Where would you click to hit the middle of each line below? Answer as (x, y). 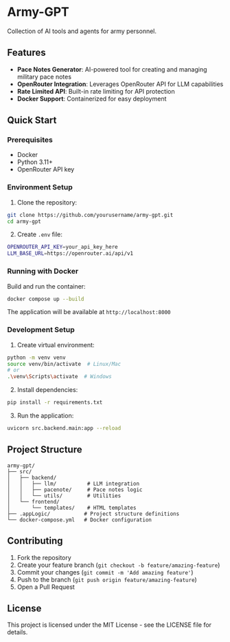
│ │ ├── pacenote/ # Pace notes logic (75, 490)
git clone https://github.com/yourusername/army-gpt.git (90, 215)
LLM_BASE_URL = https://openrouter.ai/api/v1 (70, 253)
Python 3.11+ (35, 162)
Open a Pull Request (46, 587)
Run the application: (45, 416)
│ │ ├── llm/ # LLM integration (73, 484)
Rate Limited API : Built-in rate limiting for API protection (96, 91)
